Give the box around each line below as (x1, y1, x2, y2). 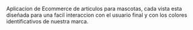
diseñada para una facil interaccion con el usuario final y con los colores (6, 11, 188, 19)
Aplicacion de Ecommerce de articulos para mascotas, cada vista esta (6, 5, 182, 12)
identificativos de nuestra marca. (6, 18, 89, 25)
